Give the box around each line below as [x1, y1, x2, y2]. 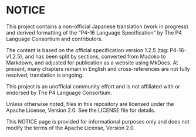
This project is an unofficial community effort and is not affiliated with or [6, 83, 180, 90]
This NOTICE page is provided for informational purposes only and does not [6, 118, 190, 125]
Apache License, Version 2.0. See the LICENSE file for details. [6, 107, 156, 114]
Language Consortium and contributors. [6, 35, 103, 42]
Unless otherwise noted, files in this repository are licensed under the [6, 100, 174, 107]
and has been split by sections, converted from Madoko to [25, 53, 166, 60]
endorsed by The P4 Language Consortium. [6, 89, 113, 96]
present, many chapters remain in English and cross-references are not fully [6, 65, 190, 72]
